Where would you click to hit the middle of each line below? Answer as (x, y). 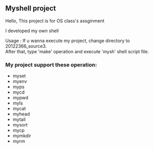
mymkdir (22, 136)
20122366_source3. (26, 46)
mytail (19, 119)
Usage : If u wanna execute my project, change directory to (68, 40)
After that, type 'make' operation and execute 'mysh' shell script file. (77, 51)
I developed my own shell (32, 31)
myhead (21, 114)
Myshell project (31, 8)
